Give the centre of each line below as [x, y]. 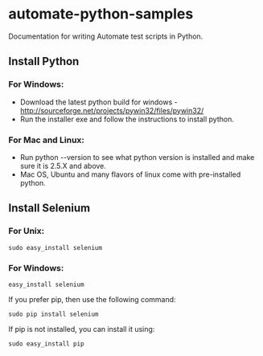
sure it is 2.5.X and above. [63, 166]
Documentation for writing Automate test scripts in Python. [106, 36]
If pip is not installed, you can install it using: [82, 329]
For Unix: [27, 231]
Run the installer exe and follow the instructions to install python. [127, 119]
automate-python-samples [101, 14]
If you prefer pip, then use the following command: [92, 299]
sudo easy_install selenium [55, 248]
